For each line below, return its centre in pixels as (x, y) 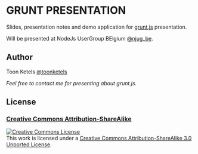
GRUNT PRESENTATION (66, 10)
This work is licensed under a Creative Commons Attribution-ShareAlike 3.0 (99, 138)
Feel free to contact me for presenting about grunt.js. (72, 83)
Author (19, 57)
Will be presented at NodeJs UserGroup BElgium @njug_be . (80, 38)
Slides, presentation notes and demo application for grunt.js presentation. (97, 27)
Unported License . (29, 144)
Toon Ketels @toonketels (37, 72)
